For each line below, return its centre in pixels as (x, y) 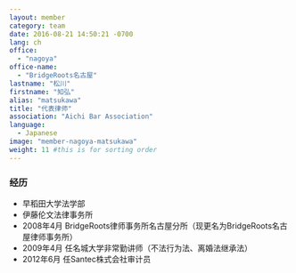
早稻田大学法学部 (53, 203)
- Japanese (37, 133)
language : (28, 125)
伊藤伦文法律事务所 (58, 214)
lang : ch (25, 42)
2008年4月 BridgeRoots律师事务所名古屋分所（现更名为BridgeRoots (147, 225)
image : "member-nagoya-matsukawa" (74, 141)
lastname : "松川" (40, 84)
